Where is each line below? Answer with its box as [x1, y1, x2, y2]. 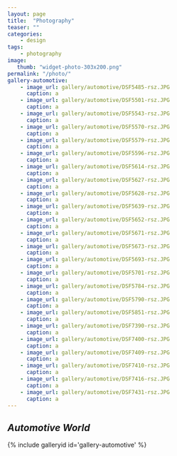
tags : [7, 44, 23, 51]
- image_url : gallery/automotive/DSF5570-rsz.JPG [20, 123, 171, 131]
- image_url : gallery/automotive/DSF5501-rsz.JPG [20, 97, 171, 104]
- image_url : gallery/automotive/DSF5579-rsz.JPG [20, 136, 171, 143]
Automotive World [7, 422, 90, 434]
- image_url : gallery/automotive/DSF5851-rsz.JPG [20, 309, 171, 316]
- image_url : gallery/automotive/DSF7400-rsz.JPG [20, 335, 171, 343]
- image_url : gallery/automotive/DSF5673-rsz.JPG [20, 243, 171, 250]
